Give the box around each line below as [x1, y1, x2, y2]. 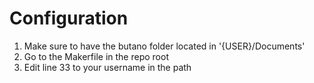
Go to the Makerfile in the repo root [23, 50, 169, 62]
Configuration [9, 7, 129, 30]
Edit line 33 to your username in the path [23, 61, 192, 73]
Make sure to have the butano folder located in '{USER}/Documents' [23, 40, 306, 52]
